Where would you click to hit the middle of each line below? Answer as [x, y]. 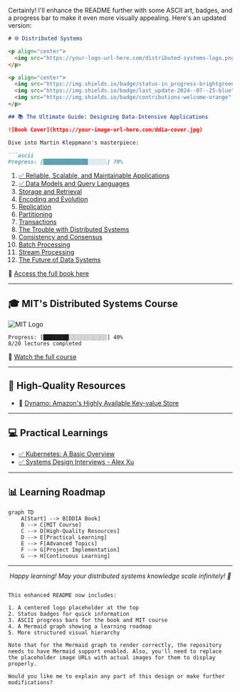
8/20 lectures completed [45, 344]
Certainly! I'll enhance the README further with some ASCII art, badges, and [120, 10]
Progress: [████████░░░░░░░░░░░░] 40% [66, 338]
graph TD [21, 512]
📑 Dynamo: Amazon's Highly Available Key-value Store [99, 403]
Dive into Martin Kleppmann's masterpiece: [74, 143]
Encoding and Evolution [53, 200]
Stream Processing [46, 252]
